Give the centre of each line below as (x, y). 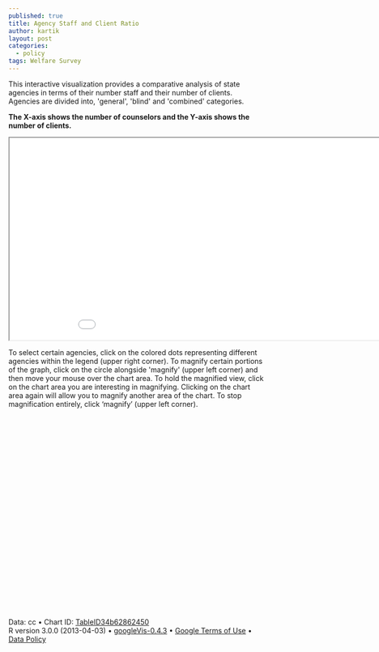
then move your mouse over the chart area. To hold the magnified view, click (136, 378)
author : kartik (34, 31)
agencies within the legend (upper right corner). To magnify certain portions (136, 361)
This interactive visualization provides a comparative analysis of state (124, 84)
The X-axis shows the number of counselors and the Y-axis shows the (129, 116)
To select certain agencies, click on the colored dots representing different (133, 352)
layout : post (30, 38)
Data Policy (28, 639)
